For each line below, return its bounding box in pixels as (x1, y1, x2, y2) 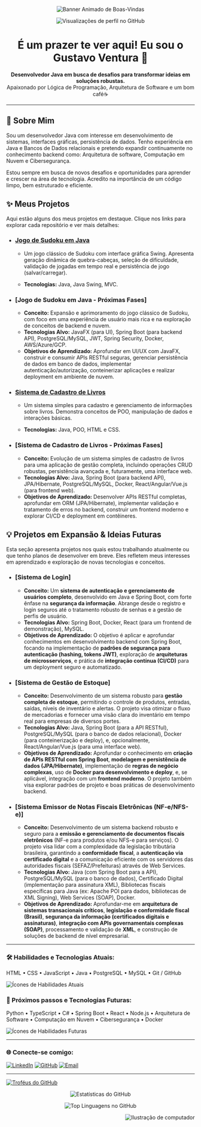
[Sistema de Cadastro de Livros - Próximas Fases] (14, 441, 163, 450)
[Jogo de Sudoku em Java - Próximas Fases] (14, 295, 147, 304)
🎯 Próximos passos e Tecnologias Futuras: (6, 996, 132, 1004)
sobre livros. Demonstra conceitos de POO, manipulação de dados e (23, 408, 193, 415)
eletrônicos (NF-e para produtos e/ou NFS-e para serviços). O (23, 836, 179, 844)
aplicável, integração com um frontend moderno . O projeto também (23, 775, 192, 782)
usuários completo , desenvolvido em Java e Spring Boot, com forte (23, 593, 192, 600)
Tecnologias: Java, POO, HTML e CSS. (23, 426, 121, 434)
